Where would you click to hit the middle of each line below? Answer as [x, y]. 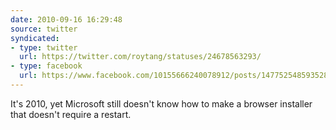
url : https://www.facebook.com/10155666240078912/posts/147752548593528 [174, 76]
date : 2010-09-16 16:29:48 [66, 19]
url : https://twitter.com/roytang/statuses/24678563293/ [140, 57]
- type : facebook [46, 66]
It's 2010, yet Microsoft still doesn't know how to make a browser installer [161, 103]
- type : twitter [44, 47]
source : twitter [44, 29]
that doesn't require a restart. [71, 114]
